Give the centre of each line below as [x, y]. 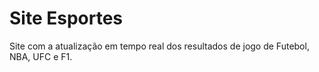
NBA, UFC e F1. [41, 56]
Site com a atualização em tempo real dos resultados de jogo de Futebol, [159, 46]
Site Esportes [66, 18]
